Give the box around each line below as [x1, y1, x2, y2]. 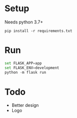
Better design [11, 102, 39, 108]
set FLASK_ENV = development [4, 65, 59, 70]
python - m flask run [4, 70, 47, 75]
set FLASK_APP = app [4, 60, 42, 66]
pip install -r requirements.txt [4, 28, 73, 33]
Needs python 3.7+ [4, 19, 43, 25]
